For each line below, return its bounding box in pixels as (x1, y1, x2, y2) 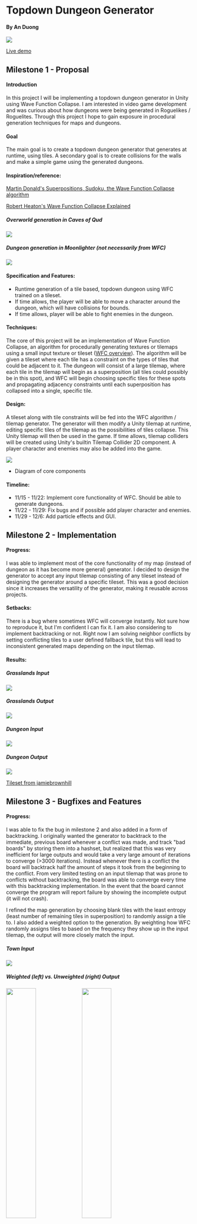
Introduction (6, 81, 37, 88)
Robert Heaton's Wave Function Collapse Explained (6, 203, 131, 210)
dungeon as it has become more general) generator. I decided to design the (6, 565, 189, 572)
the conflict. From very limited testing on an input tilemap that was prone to (6, 870, 188, 877)
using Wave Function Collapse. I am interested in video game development (6, 100, 187, 107)
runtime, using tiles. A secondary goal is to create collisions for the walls (6, 152, 182, 159)
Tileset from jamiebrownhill (6, 779, 72, 787)
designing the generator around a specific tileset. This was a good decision (6, 578, 189, 585)
